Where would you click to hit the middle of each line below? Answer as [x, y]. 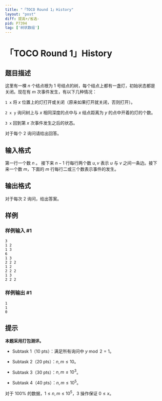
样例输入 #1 [18, 231]
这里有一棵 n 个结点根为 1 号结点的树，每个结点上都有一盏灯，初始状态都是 [80, 86]
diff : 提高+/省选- [22, 19]
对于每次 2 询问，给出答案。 [33, 199]
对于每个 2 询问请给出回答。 [33, 134]
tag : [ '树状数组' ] [22, 28]
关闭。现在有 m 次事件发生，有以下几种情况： [51, 92]
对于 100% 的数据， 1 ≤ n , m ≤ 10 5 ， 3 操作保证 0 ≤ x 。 [59, 393]
